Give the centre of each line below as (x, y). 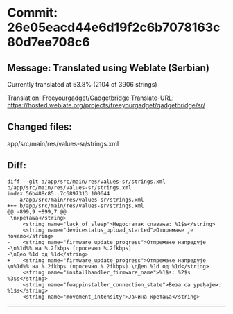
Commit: (33, 13)
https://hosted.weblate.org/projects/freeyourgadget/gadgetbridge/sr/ (106, 105)
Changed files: (40, 127)
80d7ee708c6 (49, 42)
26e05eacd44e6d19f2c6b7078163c (114, 27)
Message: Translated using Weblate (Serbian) (109, 68)
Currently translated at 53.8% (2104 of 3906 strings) (82, 84)
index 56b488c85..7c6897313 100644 (59, 193)
